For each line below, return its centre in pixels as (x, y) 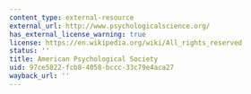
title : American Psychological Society (84, 59)
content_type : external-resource (72, 17)
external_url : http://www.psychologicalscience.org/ (110, 26)
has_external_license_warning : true (78, 34)
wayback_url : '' (39, 76)
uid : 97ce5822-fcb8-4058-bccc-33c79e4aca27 (92, 68)
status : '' (30, 51)
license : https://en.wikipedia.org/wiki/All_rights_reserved (126, 43)
